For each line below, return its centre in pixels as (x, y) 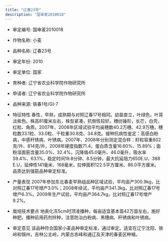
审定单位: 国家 (27, 72)
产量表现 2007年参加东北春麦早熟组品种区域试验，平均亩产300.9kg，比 (86, 181)
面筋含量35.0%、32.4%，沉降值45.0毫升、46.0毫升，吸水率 (84, 152)
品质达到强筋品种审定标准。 (41, 171)
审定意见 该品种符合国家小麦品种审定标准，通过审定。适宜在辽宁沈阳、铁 (88, 228)
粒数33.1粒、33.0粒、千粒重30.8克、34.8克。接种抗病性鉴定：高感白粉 (85, 133)
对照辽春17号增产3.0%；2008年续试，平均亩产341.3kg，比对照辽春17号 (86, 188)
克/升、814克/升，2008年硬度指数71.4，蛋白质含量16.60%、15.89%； (85, 146)
